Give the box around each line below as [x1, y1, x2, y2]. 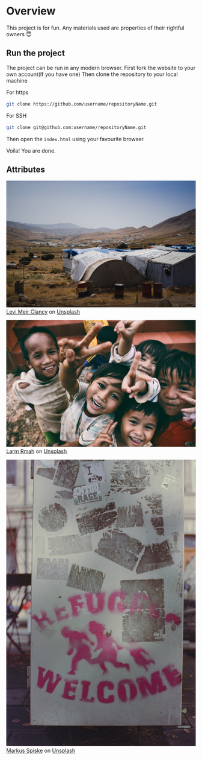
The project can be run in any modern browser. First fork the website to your [6, 64, 196, 71]
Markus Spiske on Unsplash [6, 747, 76, 754]
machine [6, 77, 28, 84]
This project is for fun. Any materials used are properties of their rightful [6, 24, 185, 31]
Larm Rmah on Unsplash [6, 448, 67, 455]
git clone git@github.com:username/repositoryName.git [6, 124, 147, 130]
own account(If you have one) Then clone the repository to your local [6, 71, 179, 78]
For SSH [6, 112, 27, 119]
